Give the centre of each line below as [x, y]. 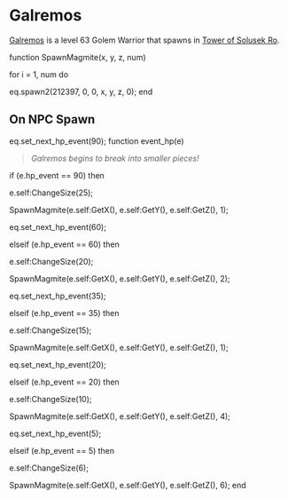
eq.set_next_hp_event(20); [58, 364]
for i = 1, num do [39, 74]
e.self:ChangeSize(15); [51, 330]
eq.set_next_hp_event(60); [58, 226]
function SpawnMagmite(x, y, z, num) [78, 57]
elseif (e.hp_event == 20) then [64, 382]
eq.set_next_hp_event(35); [58, 296]
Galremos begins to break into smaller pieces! [115, 158]
